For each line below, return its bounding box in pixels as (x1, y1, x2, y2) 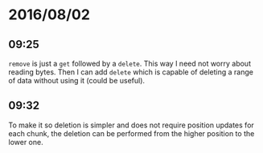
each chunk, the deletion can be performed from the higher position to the (8, 128, 255, 138)
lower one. (8, 137, 43, 147)
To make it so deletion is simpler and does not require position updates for (8, 120, 255, 130)
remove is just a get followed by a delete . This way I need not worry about (8, 58, 252, 68)
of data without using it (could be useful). (8, 76, 146, 85)
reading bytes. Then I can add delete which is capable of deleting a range (8, 67, 253, 77)
